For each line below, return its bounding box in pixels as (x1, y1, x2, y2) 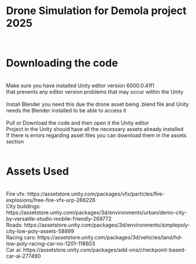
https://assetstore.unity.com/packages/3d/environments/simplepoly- (24, 221, 190, 228)
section (6, 138, 25, 145)
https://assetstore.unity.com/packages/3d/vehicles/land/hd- (37, 234, 183, 241)
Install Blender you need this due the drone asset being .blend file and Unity (6, 101, 189, 108)
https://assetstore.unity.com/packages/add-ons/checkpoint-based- (23, 246, 187, 253)
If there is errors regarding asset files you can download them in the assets (6, 132, 187, 139)
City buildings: (6, 203, 41, 210)
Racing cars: (6, 234, 36, 241)
